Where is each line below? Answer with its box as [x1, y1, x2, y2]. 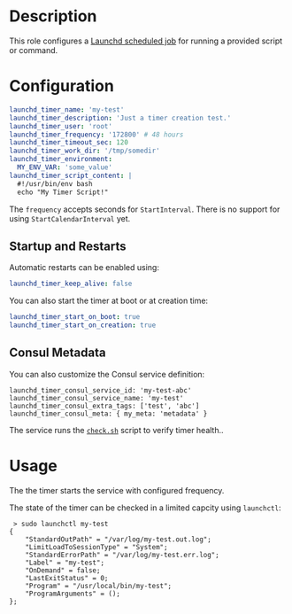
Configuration [9, 76, 115, 97]
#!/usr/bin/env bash [17, 179, 93, 188]
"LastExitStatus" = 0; [25, 573, 109, 582]
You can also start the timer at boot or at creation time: [9, 295, 209, 307]
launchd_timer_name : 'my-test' [9, 105, 125, 114]
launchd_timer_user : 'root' [9, 121, 113, 130]
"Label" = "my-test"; [25, 558, 104, 567]
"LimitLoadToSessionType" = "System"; [25, 542, 168, 551]
